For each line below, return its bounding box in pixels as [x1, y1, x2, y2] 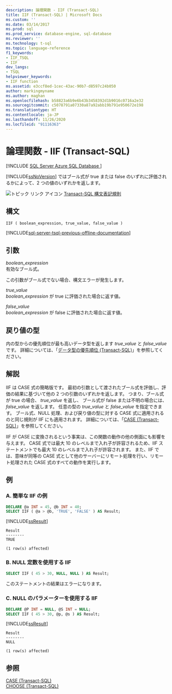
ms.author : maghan [6, 93, 45, 98]
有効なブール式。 [6, 266, 42, 272]
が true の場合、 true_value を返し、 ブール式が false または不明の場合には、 [6, 397, 167, 403]
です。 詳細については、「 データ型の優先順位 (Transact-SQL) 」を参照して [6, 347, 159, 353]
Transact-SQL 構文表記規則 [63, 191, 122, 197]
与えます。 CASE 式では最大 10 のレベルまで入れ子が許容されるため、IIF [6, 440, 158, 446]
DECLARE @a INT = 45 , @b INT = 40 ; [6, 504, 82, 510]
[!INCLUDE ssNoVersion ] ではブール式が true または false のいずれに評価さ [6, 173, 163, 179]
